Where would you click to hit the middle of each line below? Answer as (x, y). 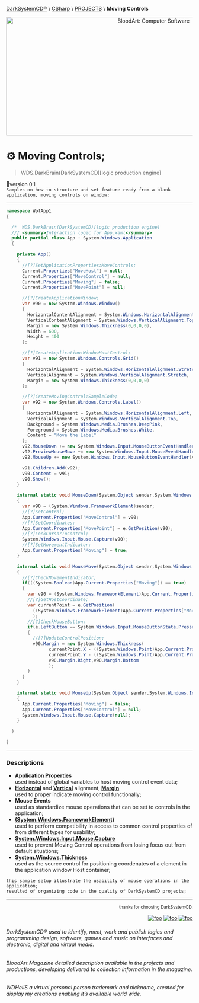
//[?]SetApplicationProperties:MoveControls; (79, 265)
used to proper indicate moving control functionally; (78, 794)
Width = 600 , (44, 331)
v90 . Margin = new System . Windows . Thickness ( (88, 644)
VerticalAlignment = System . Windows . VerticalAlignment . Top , (103, 419)
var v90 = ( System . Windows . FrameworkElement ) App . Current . (100, 594)
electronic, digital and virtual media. (50, 944)
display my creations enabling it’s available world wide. (74, 994)
